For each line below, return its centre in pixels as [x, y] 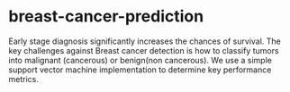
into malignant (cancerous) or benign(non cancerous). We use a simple [140, 60]
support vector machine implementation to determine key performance [140, 70]
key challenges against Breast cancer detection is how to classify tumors [144, 50]
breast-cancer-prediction [106, 17]
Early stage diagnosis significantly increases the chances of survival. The [145, 41]
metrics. [24, 79]
